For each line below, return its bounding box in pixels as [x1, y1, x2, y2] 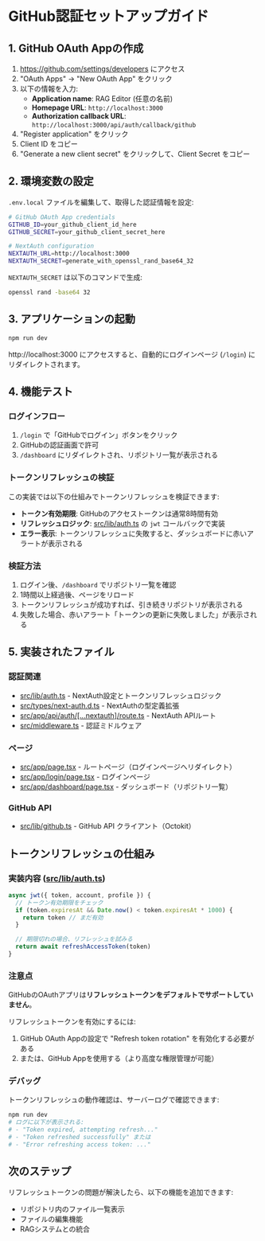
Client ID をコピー [19, 139, 78, 148]
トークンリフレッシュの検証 [8, 472, 115, 483]
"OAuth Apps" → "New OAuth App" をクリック [19, 74, 173, 84]
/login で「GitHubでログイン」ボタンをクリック [19, 431, 178, 440]
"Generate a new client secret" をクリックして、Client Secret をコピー [19, 149, 251, 158]
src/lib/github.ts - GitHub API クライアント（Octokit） [19, 821, 197, 831]
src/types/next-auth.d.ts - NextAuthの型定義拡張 [19, 701, 180, 710]
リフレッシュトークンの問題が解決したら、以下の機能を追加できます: [8, 1187, 234, 1196]
